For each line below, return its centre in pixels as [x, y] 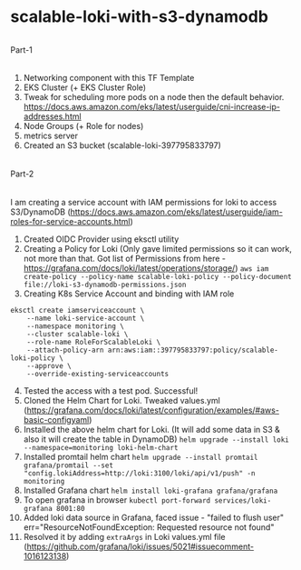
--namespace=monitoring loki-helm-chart [101, 447]
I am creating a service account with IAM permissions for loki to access [144, 202]
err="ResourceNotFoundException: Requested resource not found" [149, 527]
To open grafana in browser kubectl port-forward [117, 500]
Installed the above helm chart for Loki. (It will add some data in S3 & [151, 429]
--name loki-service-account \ [86, 318]
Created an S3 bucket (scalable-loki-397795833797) [122, 145]
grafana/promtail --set [68, 465]
